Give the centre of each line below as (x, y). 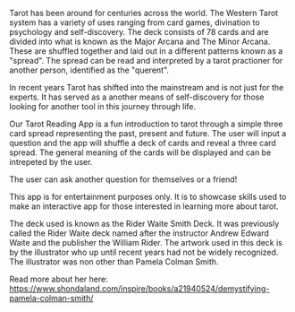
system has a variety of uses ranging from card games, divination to (135, 22)
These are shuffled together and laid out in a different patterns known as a (146, 51)
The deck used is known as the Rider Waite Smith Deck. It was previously (144, 224)
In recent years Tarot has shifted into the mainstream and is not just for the (147, 87)
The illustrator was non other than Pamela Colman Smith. (114, 262)
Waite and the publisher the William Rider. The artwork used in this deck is (146, 243)
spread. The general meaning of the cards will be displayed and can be (140, 152)
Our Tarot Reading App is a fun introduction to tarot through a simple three (146, 124)
